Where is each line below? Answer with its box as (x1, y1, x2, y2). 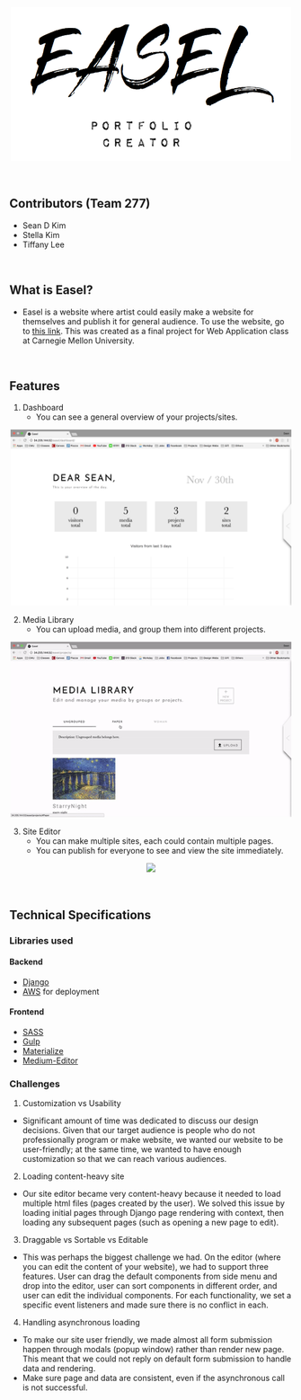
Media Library (22, 614, 75, 625)
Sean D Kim (22, 219, 66, 231)
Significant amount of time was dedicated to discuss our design (22, 1115, 259, 1126)
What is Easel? (9, 282, 93, 298)
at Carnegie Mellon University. (22, 335, 135, 346)
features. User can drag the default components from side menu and (22, 1271, 278, 1282)
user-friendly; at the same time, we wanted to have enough (22, 1144, 242, 1155)
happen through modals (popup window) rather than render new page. (22, 1344, 285, 1355)
